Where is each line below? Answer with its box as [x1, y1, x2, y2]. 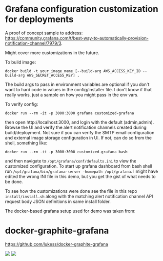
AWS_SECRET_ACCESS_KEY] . [26, 73, 80, 78]
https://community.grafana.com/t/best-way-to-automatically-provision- [5, 35, 149, 41]
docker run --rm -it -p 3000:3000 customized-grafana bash [5, 149, 128, 154]
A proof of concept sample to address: [5, 30, 83, 36]
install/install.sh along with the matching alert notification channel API [5, 193, 153, 199]
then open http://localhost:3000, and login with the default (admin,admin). [5, 119, 154, 125]
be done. [5, 179, 23, 184]
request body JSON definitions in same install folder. [5, 199, 111, 204]
